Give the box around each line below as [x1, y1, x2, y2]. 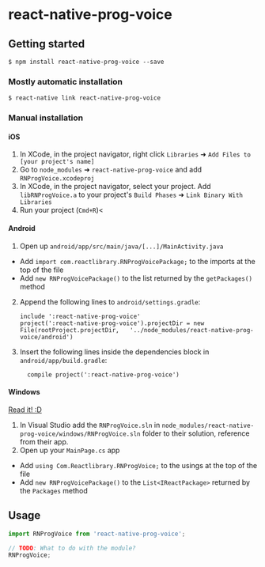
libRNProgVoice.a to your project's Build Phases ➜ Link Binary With [19, 190, 244, 199]
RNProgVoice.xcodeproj [19, 175, 95, 183]
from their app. [19, 437, 69, 446]
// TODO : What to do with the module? [8, 544, 136, 552]
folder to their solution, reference [142, 429, 250, 438]
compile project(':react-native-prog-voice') [27, 370, 180, 379]
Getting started [8, 37, 85, 51]
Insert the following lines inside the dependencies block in [19, 346, 210, 357]
